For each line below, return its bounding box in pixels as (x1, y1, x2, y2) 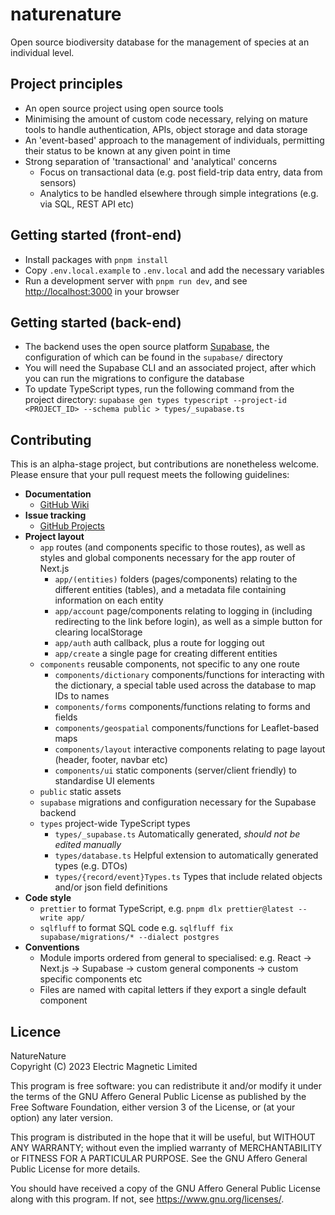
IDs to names (54, 690, 110, 702)
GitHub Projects (39, 520, 105, 532)
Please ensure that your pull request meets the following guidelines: (10, 469, 290, 481)
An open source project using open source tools (24, 102, 224, 114)
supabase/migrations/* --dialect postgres (39, 933, 220, 943)
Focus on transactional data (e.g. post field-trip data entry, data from (39, 166, 323, 178)
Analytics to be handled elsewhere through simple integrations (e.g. (39, 187, 319, 199)
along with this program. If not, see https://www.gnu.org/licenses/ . (10, 1193, 285, 1205)
